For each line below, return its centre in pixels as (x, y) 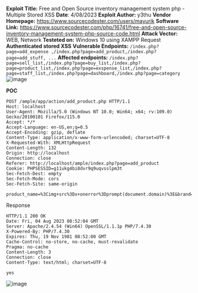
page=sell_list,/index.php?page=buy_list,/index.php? (74, 63)
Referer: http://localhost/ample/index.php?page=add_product (83, 163)
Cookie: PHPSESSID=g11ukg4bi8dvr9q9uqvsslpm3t (64, 169)
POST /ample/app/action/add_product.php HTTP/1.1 (68, 101)
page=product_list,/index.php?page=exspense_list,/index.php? (84, 68)
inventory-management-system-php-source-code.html (73, 34)
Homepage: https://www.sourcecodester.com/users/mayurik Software (93, 21)
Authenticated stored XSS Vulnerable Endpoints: (67, 46)
